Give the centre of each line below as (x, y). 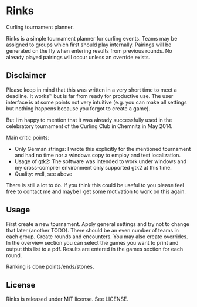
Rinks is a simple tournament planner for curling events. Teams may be (92, 38)
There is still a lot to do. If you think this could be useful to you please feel (95, 185)
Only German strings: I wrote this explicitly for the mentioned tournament (103, 149)
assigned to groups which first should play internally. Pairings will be (89, 45)
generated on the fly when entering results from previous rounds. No (89, 50)
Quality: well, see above (43, 174)
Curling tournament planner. (40, 27)
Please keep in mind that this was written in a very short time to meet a (91, 90)
